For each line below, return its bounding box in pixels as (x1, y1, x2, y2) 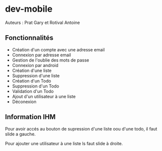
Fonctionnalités (5, 34, 54, 42)
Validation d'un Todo (12, 88, 54, 94)
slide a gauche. (5, 131, 36, 137)
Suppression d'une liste (12, 72, 60, 79)
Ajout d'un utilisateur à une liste (12, 93, 76, 99)
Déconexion (12, 99, 37, 105)
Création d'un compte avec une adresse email (12, 46, 105, 52)
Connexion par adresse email (12, 52, 71, 58)
